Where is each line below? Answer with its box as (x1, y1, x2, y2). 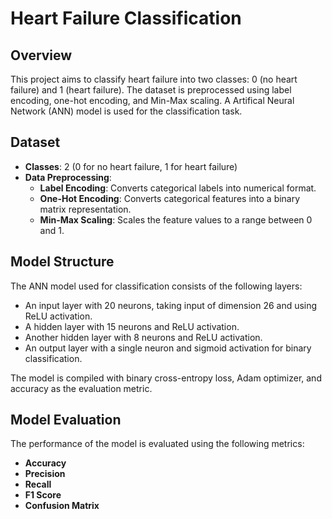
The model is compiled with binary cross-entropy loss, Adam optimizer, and (10, 372, 322, 384)
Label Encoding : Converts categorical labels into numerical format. (39, 182, 317, 194)
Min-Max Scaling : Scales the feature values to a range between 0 (39, 213, 313, 226)
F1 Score (24, 489, 62, 501)
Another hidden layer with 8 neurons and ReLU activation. (24, 331, 263, 343)
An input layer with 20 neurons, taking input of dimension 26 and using (24, 299, 318, 311)
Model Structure (10, 253, 115, 271)
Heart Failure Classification (10, 7, 242, 30)
